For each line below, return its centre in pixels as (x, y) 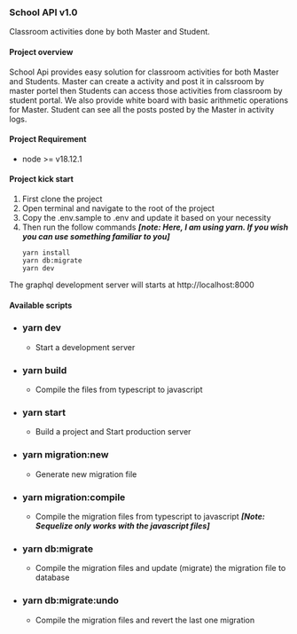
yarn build (44, 370)
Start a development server (85, 347)
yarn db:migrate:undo (70, 600)
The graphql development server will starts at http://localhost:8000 (132, 285)
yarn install (46, 253)
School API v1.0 (43, 12)
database (52, 577)
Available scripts (41, 305)
